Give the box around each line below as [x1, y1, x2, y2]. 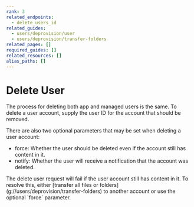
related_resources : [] [6, 53, 62, 59]
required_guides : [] [6, 47, 57, 53]
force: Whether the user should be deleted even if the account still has [14, 145, 186, 152]
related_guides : [6, 25, 46, 31]
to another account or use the [103, 187, 176, 195]
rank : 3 [6, 8, 25, 15]
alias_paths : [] [6, 58, 46, 64]
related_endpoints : [6, 14, 54, 20]
